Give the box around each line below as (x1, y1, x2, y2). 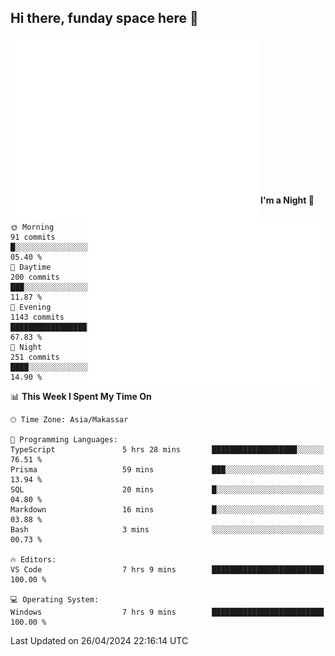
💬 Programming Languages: (10, 434, 118, 445)
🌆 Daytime (10, 262, 52, 272)
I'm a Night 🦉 (260, 194, 315, 206)
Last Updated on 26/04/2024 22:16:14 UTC (10, 634, 189, 646)
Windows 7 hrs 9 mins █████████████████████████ (10, 607, 325, 617)
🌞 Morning (10, 222, 55, 232)
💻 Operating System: (10, 594, 100, 605)
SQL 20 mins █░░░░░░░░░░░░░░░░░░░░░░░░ (10, 484, 325, 495)
